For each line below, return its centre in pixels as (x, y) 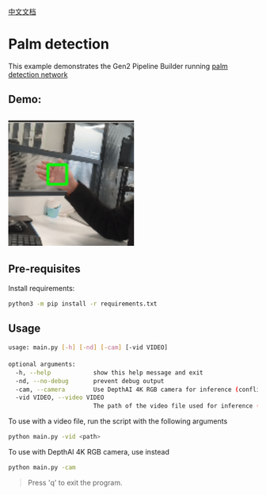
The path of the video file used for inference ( (177, 406)
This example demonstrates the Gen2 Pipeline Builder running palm (118, 66)
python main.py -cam (42, 468)
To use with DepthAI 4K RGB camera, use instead (89, 452)
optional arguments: (42, 364)
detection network (38, 75)
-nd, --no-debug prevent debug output (90, 381)
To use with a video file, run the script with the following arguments (118, 421)
